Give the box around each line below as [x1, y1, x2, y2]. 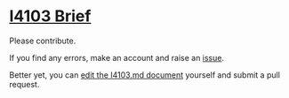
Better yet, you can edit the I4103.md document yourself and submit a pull [9, 69, 280, 80]
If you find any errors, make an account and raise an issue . [9, 52, 225, 63]
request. [9, 79, 40, 89]
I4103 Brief [9, 6, 92, 26]
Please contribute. [9, 35, 76, 46]
